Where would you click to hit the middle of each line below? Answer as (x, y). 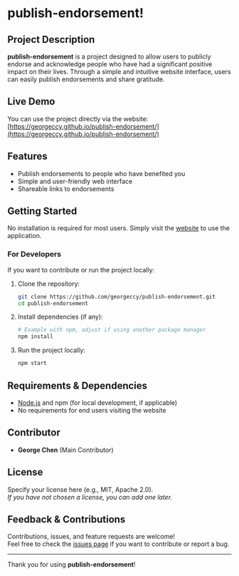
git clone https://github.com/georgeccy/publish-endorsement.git (116, 297)
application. (25, 236)
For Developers (34, 254)
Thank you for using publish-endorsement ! (71, 565)
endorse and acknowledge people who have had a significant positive (110, 64)
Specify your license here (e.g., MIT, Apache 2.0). (80, 489)
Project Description (51, 40)
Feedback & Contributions (67, 519)
